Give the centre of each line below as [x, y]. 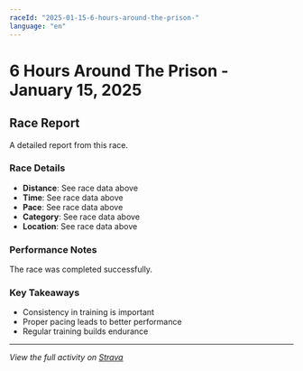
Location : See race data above [80, 226]
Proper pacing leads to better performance [102, 322]
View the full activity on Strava [66, 357]
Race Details [37, 168]
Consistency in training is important [88, 312]
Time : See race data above [73, 197]
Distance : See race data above [80, 188]
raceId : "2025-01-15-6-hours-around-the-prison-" [105, 18]
